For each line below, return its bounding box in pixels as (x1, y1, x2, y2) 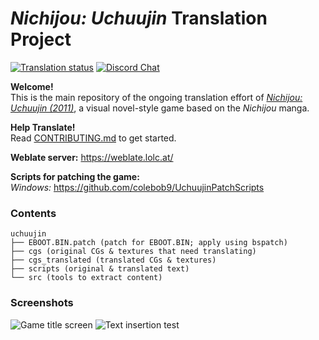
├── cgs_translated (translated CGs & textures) (10, 255, 217, 266)
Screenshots (10, 296, 74, 310)
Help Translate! (10, 121, 76, 133)
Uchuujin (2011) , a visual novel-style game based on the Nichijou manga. (10, 102, 310, 114)
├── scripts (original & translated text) (10, 264, 190, 274)
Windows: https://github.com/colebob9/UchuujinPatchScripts (10, 181, 265, 193)
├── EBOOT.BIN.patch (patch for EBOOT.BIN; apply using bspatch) (10, 238, 288, 248)
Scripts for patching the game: (10, 170, 140, 182)
